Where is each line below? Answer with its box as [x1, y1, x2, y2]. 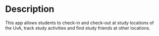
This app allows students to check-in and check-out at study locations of [5, 20, 155, 26]
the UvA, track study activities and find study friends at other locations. [5, 25, 151, 31]
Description [5, 3, 54, 15]
